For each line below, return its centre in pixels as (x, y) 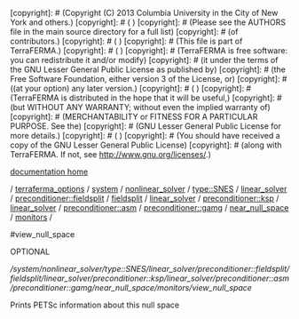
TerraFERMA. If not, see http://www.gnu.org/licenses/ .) (110, 154)
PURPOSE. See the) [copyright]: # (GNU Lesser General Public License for (146, 126)
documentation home (49, 171)
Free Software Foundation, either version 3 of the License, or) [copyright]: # (149, 79)
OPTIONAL (30, 251)
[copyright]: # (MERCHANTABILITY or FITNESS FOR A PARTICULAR (134, 116)
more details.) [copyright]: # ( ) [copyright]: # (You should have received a (145, 136)
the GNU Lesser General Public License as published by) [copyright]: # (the (148, 69)
